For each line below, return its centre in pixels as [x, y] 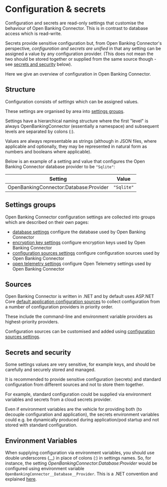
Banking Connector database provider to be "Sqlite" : [60, 166]
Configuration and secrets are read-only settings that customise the [75, 23]
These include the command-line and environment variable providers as [79, 316]
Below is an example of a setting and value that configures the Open [75, 161]
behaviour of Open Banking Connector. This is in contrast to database [77, 28]
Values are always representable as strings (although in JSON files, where [81, 141]
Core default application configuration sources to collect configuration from [83, 301]
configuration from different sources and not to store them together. [75, 385]
